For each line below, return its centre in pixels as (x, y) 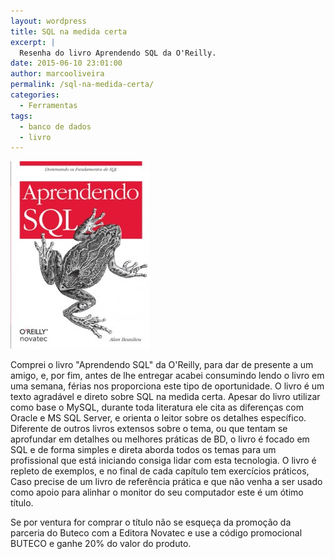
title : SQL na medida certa (69, 31)
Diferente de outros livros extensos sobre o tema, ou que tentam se (149, 429)
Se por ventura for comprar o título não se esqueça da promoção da (151, 522)
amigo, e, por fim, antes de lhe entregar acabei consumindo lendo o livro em (167, 376)
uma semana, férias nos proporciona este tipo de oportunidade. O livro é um (167, 386)
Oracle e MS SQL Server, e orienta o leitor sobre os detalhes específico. (158, 418)
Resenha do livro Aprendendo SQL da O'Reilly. (118, 53)
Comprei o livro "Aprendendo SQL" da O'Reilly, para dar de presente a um (162, 365)
